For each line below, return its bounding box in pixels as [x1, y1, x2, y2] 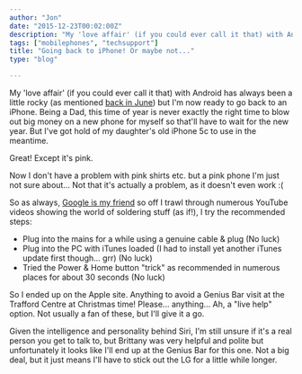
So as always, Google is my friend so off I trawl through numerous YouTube [9, 197, 289, 208]
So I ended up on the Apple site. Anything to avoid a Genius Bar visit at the [9, 289, 285, 299]
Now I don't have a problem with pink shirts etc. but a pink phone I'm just [9, 170, 280, 181]
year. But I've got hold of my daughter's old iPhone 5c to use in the [9, 126, 257, 136]
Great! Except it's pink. [9, 153, 93, 163]
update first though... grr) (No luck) [22, 253, 153, 263]
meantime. [9, 136, 49, 146]
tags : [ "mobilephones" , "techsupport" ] [9, 38, 159, 48]
